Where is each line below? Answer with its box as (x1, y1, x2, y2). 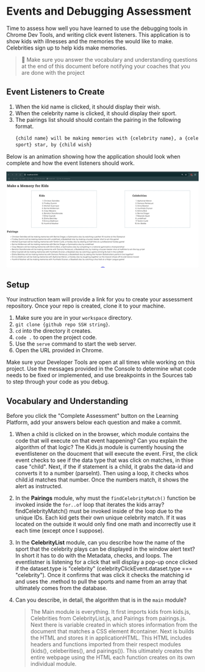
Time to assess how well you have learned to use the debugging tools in (6, 25, 188, 32)
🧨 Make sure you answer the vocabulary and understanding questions (21, 56, 198, 63)
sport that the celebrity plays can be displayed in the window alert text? (15, 545, 195, 553)
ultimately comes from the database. (15, 584, 108, 592)
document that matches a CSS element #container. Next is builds (30, 628, 194, 635)
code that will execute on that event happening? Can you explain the (15, 437, 187, 445)
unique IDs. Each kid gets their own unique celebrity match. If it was (15, 514, 186, 521)
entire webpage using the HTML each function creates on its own (30, 654, 195, 661)
